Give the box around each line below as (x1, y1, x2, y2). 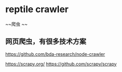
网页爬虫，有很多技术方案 (5, 37, 86, 46)
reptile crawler (5, 4, 69, 15)
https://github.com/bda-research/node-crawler (5, 51, 105, 57)
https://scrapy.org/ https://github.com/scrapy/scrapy (5, 61, 117, 67)
